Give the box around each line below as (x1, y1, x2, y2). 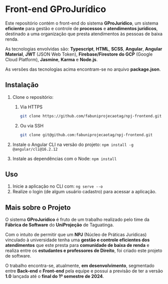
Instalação (5, 81, 39, 89)
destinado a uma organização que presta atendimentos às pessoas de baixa (5, 31, 163, 37)
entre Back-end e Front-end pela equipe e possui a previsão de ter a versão (5, 268, 163, 274)
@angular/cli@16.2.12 (12, 147, 58, 152)
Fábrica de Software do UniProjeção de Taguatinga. (5, 222, 114, 228)
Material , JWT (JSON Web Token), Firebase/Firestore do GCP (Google (5, 51, 153, 57)
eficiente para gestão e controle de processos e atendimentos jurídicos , (5, 25, 158, 31)
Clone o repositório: (12, 94, 54, 100)
